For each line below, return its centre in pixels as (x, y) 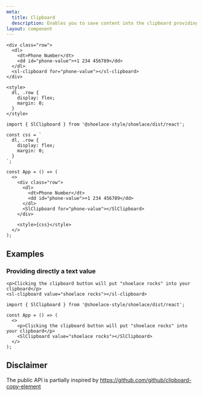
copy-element (24, 386)
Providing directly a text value (51, 271)
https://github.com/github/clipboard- (145, 380)
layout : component (29, 29)
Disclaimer (27, 366)
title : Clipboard (34, 18)
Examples (25, 254)
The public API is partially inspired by (53, 380)
